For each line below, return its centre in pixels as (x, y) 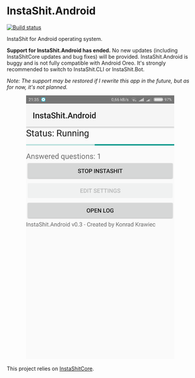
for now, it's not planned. (37, 87)
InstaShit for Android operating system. (55, 39)
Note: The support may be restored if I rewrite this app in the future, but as (98, 81)
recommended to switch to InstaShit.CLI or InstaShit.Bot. (76, 69)
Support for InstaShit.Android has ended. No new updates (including (92, 50)
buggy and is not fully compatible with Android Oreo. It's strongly (87, 63)
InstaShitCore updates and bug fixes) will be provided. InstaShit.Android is (97, 56)
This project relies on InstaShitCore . (50, 369)
